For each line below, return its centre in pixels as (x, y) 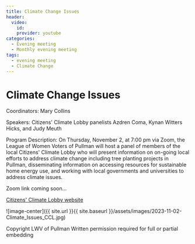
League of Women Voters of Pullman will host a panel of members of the (93, 146)
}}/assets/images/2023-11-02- (145, 211)
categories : (20, 39)
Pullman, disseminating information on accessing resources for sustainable (96, 165)
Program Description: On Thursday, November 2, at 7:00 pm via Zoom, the (95, 140)
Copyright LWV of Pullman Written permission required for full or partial (92, 229)
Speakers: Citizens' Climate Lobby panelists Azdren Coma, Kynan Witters (94, 122)
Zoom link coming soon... (36, 188)
